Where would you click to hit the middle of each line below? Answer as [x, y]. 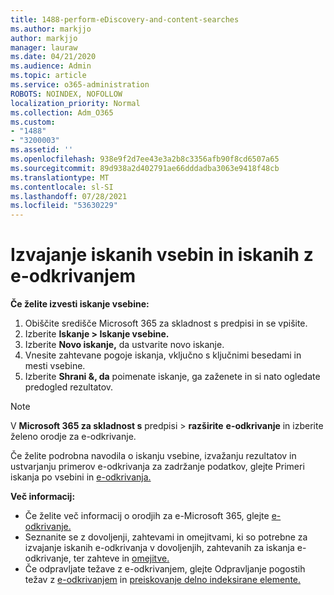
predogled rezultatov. [69, 387]
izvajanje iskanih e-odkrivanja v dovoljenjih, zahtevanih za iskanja [159, 548]
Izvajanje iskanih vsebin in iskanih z [162, 255]
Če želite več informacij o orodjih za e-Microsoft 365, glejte [147, 516]
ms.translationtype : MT [60, 177]
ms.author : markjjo [51, 29]
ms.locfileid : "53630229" [64, 206]
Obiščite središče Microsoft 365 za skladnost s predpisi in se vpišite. [166, 323]
